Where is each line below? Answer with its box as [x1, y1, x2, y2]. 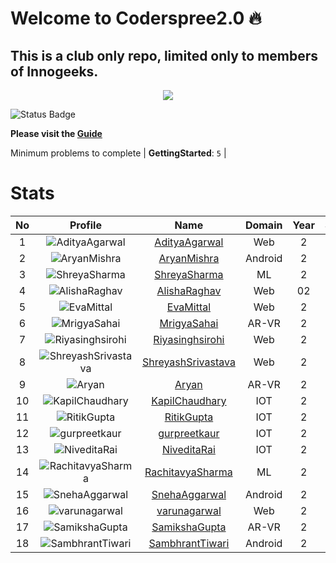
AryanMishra [158, 251, 220, 265]
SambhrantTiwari [148, 536, 230, 550]
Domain [244, 218, 283, 232]
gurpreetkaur [158, 426, 220, 440]
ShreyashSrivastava [141, 355, 236, 369]
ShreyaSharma [154, 267, 224, 281]
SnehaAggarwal [151, 487, 227, 501]
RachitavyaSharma [144, 465, 233, 479]
